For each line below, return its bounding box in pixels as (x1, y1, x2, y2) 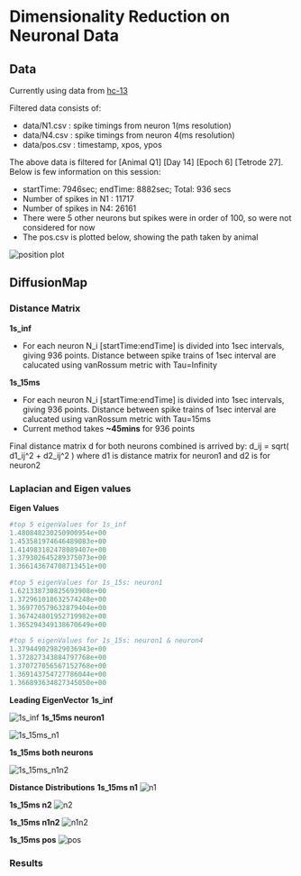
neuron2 (9, 460, 41, 470)
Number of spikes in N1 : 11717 (22, 194, 135, 204)
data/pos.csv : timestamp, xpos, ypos (22, 140, 162, 150)
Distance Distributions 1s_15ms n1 (9, 781, 138, 792)
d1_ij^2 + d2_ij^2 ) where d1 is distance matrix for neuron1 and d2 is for (9, 450, 271, 461)
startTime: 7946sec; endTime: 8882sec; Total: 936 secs (22, 184, 232, 195)
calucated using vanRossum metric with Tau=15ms (22, 413, 212, 424)
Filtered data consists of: (9, 103, 102, 114)
